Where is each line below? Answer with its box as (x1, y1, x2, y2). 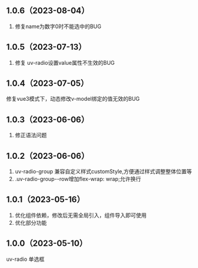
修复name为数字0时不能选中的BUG (14, 23, 102, 30)
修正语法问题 (14, 131, 47, 139)
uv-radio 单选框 (6, 255, 45, 263)
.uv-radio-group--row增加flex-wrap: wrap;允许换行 (14, 176, 141, 183)
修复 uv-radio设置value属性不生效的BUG (14, 59, 115, 66)
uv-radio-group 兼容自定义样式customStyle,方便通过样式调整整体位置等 (14, 168, 192, 175)
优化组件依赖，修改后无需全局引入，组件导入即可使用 (14, 212, 147, 219)
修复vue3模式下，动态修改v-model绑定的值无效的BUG (6, 95, 140, 103)
